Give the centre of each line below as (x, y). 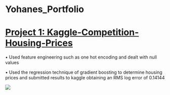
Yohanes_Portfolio (45, 9)
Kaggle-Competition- (93, 33)
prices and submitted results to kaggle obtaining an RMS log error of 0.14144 (85, 78)
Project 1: (25, 33)
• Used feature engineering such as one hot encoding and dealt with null (81, 57)
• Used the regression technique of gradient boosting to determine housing (84, 72)
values (12, 63)
